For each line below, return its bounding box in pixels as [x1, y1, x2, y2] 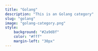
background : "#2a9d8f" [14, 30, 59, 34]
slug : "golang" [5, 16, 36, 21]
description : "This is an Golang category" [5, 12, 94, 17]
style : [5, 25, 18, 30]
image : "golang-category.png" [5, 20, 66, 26]
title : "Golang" [5, 7, 38, 12]
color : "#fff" [14, 34, 42, 39]
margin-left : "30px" [14, 39, 55, 44]
